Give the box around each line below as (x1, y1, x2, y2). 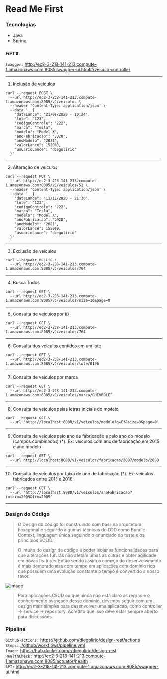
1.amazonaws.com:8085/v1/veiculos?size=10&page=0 (5, 298, 111, 303)
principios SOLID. (17, 537, 54, 543)
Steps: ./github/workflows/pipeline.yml (5, 642, 85, 648)
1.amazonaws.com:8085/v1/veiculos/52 (5, 182, 84, 188)
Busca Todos (12, 279, 40, 285)
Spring (12, 38, 27, 44)
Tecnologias (5, 21, 36, 28)
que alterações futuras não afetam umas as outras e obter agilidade (17, 552, 157, 558)
